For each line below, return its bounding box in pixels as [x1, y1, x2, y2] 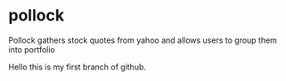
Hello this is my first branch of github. [8, 61, 147, 72]
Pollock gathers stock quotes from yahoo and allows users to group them [8, 35, 278, 45]
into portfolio [8, 44, 55, 54]
